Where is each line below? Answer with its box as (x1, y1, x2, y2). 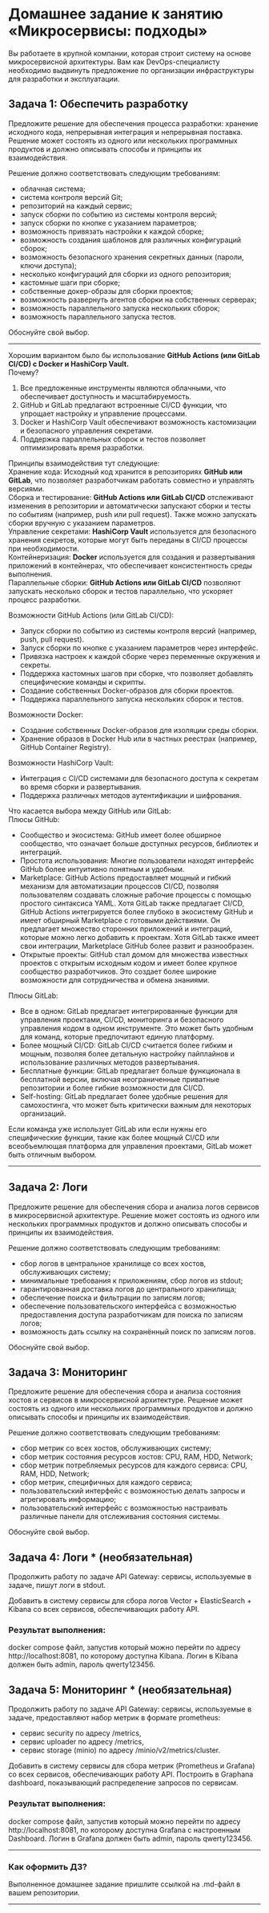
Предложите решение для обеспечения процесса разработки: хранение (8, 118, 259, 128)
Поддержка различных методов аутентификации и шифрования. (19, 790, 242, 800)
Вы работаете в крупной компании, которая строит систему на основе (8, 48, 251, 58)
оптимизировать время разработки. (19, 442, 145, 452)
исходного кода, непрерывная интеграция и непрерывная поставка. (8, 127, 243, 136)
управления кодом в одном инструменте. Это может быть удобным (19, 1023, 254, 1032)
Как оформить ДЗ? (8, 1861, 88, 1872)
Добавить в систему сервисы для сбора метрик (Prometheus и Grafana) (8, 1761, 255, 1771)
